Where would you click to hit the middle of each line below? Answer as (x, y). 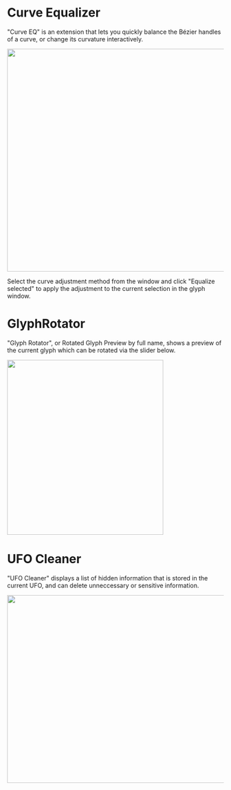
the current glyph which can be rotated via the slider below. (91, 350)
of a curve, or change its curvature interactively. (75, 39)
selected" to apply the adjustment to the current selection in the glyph (106, 288)
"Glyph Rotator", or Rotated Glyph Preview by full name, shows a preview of (114, 343)
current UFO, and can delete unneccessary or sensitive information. (103, 585)
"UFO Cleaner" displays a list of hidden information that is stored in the (108, 578)
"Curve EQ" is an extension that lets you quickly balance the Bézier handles (114, 32)
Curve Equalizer (54, 13)
